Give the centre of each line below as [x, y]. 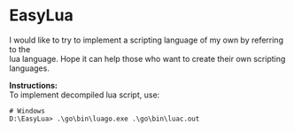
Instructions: [34, 85]
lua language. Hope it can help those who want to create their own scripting [147, 58]
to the [20, 49]
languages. [30, 68]
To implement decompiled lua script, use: [85, 95]
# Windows [27, 111]
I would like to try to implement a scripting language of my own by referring [146, 40]
